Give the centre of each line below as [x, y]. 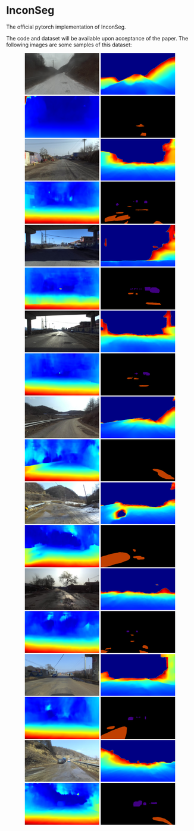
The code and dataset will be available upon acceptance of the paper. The [97, 38]
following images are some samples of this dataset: [69, 45]
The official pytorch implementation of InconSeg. [66, 27]
